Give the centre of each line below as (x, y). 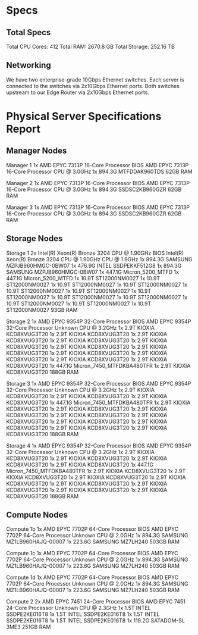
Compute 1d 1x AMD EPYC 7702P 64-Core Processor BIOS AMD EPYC (92, 577)
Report (23, 129)
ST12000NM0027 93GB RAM (42, 309)
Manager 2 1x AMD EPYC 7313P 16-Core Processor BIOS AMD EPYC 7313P (98, 183)
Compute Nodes (37, 515)
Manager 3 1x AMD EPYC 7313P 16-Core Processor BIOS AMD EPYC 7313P (98, 207)
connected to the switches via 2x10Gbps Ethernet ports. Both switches (93, 86)
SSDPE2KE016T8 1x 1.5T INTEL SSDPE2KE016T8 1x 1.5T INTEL (83, 614)
